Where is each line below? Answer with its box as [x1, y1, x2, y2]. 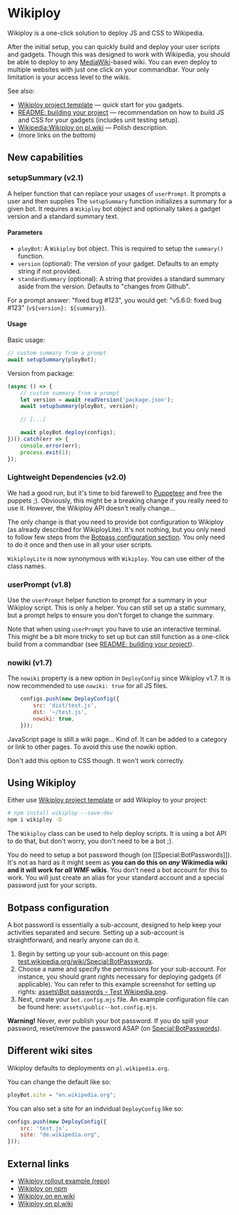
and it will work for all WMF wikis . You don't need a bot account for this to [7, 866, 228, 874]
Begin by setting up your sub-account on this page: [17, 949, 170, 958]
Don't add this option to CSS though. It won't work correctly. [7, 756, 185, 765]
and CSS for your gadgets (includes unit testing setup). [17, 116, 180, 124]
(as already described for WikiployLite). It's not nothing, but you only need [7, 525, 226, 533]
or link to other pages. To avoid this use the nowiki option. [7, 742, 178, 751]
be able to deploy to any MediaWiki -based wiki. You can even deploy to [7, 57, 218, 66]
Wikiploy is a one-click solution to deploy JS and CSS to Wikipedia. [7, 29, 205, 37]
